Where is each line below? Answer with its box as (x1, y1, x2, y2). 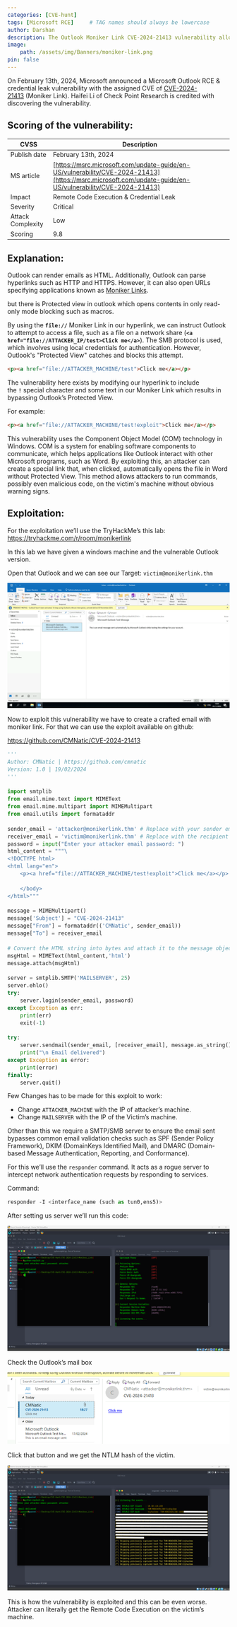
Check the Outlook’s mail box (7, 1358, 92, 1366)
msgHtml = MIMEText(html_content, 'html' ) (7, 952, 131, 960)
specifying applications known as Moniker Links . (7, 286, 149, 294)
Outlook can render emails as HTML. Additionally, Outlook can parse (7, 271, 207, 279)
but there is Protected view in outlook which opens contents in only (7, 300, 203, 308)
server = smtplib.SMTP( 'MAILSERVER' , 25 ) (7, 974, 131, 982)
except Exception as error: (7, 1056, 90, 1063)
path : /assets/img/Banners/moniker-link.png (20, 49, 153, 56)
